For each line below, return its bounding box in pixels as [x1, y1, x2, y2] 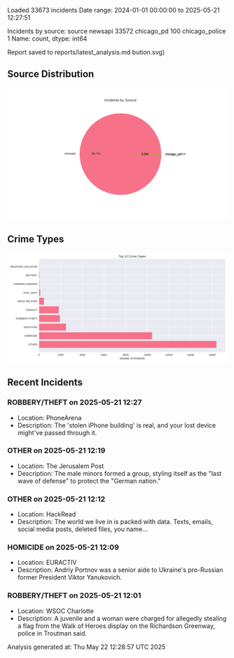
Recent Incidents [7, 376, 83, 388]
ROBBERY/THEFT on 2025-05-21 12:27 [7, 397, 142, 407]
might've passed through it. [17, 428, 97, 437]
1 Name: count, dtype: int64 [7, 34, 88, 43]
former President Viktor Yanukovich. [17, 573, 123, 582]
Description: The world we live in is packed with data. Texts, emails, [17, 518, 214, 526]
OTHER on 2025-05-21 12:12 [7, 494, 106, 504]
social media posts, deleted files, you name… [17, 525, 149, 533]
